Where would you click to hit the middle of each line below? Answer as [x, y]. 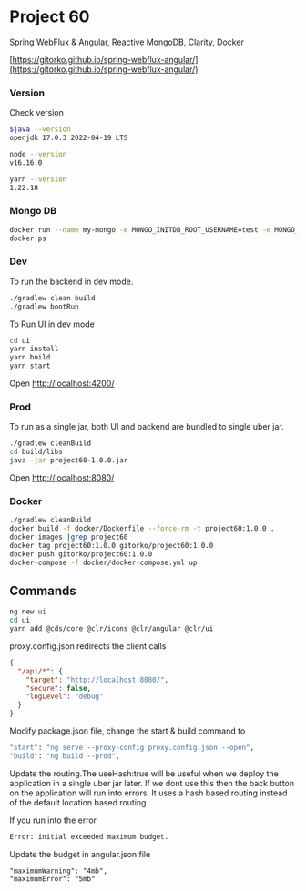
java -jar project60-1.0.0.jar [69, 461]
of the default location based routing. [79, 802]
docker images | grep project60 [69, 537]
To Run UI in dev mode [52, 324]
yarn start [30, 366]
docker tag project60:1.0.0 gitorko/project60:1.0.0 [112, 545]
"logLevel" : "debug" [65, 697]
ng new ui [28, 612]
